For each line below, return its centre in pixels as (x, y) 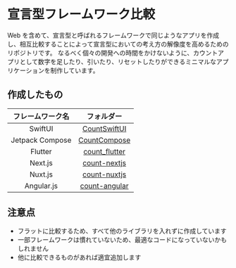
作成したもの (35, 95)
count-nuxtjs (104, 174)
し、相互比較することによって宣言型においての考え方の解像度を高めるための (118, 44)
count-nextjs (105, 162)
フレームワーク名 (41, 116)
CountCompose (105, 140)
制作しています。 (75, 70)
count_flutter (104, 151)
